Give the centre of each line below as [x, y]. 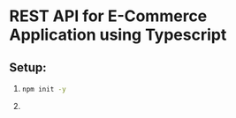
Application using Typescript [118, 35]
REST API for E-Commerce [108, 16]
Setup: [28, 67]
